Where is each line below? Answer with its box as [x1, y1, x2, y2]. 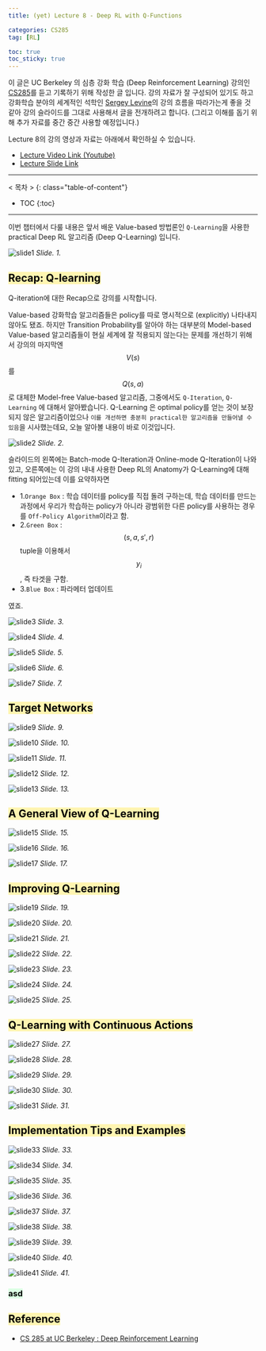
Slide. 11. [38, 753, 67, 762]
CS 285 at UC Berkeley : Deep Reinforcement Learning [19, 1334, 199, 1343]
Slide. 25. [41, 995, 73, 1005]
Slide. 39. [42, 1237, 73, 1247]
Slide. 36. [42, 1191, 73, 1200]
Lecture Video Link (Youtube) [19, 150, 116, 160]
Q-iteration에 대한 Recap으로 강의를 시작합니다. [8, 293, 157, 303]
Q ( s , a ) [122, 379, 144, 388]
